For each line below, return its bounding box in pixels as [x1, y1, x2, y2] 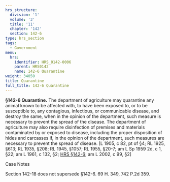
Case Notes [5, 161, 30, 167]
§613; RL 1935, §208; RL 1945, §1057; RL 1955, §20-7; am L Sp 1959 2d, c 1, [5, 145, 162, 151]
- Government [10, 45, 38, 50]
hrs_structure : [5, 7, 38, 13]
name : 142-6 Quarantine [14, 69, 65, 74]
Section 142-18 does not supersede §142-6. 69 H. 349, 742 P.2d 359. [5, 171, 151, 177]
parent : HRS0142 [14, 64, 49, 69]
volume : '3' [10, 17, 36, 22]
